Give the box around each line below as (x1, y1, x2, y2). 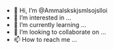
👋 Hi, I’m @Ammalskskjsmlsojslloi (13, 7, 108, 14)
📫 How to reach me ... (13, 36, 77, 43)
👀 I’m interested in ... (13, 14, 72, 22)
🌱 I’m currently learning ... (13, 21, 87, 28)
